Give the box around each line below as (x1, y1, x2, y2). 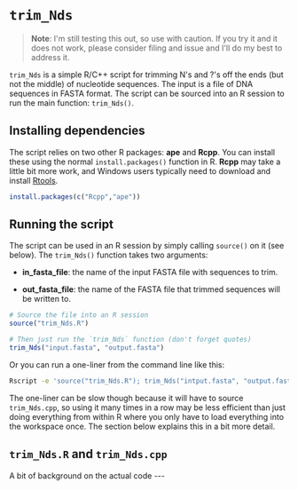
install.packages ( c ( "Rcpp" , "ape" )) (9, 192, 141, 202)
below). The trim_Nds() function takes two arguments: (9, 249, 208, 260)
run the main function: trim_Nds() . (9, 97, 135, 108)
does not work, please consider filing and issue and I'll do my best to (30, 43, 283, 53)
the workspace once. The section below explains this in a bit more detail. (9, 421, 276, 431)
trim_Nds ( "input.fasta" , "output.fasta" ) (9, 344, 165, 352)
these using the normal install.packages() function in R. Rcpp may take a (9, 156, 281, 167)
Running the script (9, 217, 114, 233)
